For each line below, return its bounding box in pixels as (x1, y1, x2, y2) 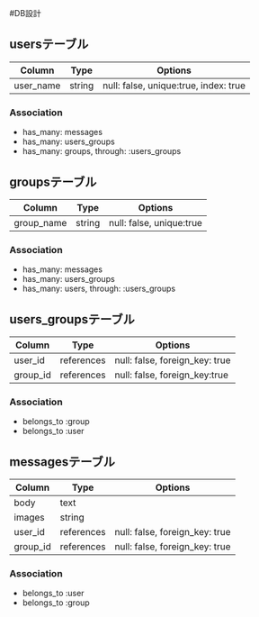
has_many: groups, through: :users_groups (22, 146, 182, 157)
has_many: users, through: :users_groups (22, 283, 176, 295)
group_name (13, 216, 67, 229)
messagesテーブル (9, 454, 115, 469)
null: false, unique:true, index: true (102, 79, 246, 92)
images (13, 512, 45, 524)
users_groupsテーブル (9, 312, 135, 327)
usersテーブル (9, 37, 89, 52)
